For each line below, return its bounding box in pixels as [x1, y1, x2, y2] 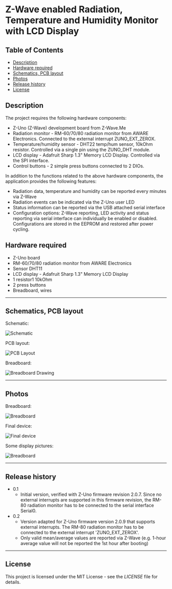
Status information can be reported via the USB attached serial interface [12, 204, 165, 210]
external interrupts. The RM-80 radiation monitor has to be [20, 524, 144, 530]
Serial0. [20, 508, 37, 514]
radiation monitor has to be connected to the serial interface [27, 503, 155, 509]
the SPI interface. [12, 157, 50, 163]
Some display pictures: [5, 443, 54, 449]
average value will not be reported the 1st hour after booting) [20, 540, 148, 547]
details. [5, 579, 21, 585]
